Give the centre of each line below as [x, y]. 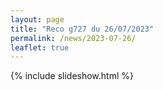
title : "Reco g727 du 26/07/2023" [82, 29]
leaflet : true [40, 47]
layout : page [37, 19]
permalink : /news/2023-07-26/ [73, 38]
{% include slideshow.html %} [72, 76]
